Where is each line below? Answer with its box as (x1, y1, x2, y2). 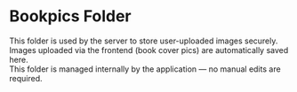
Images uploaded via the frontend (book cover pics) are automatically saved (9, 44, 289, 55)
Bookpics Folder (9, 6, 132, 27)
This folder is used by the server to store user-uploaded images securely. (9, 35, 278, 46)
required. (9, 73, 43, 83)
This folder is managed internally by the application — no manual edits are (9, 64, 282, 74)
